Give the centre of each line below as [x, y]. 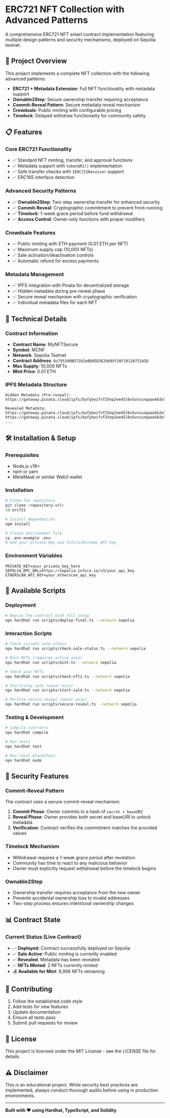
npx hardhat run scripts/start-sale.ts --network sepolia [68, 690]
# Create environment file [34, 533]
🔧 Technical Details [36, 319]
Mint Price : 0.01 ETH [34, 372]
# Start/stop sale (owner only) [39, 686]
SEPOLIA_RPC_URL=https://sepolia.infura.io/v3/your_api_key [70, 570]
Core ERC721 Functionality [38, 149]
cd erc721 [16, 510]
